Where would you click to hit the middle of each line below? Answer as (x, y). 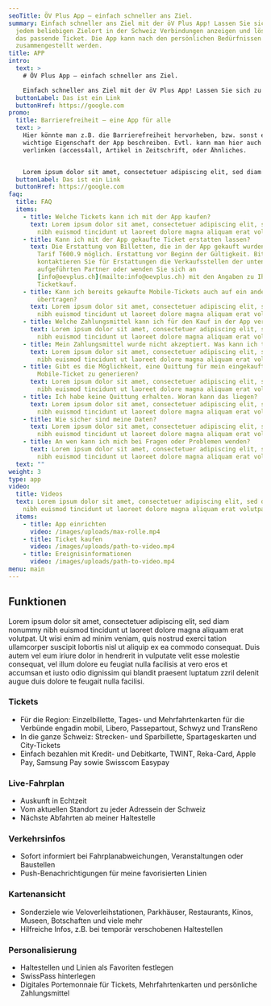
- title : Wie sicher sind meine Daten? (90, 419)
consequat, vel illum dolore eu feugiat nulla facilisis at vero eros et (118, 664)
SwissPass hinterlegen (58, 976)
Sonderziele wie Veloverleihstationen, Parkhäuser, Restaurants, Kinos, (136, 912)
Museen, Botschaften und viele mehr (81, 921)
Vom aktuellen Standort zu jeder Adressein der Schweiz (113, 809)
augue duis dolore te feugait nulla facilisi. (77, 681)
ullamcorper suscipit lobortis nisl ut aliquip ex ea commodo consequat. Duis (134, 646)
